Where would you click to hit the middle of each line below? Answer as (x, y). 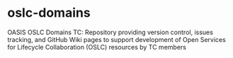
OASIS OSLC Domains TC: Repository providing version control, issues (110, 32)
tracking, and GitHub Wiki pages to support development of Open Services (117, 39)
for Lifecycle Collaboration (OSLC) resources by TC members (97, 47)
